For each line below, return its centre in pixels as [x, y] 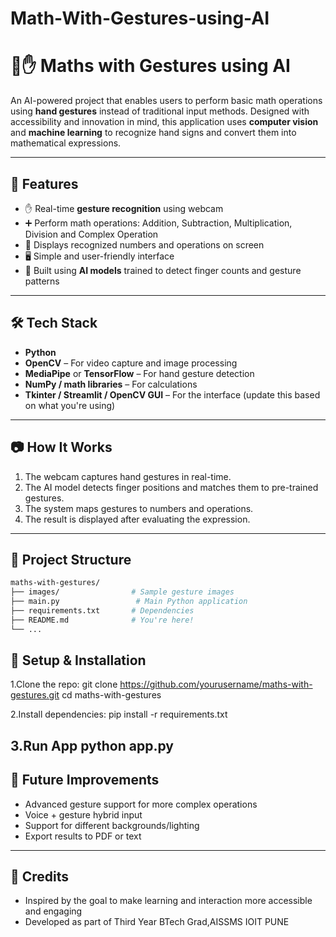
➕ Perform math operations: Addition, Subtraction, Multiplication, [158, 223]
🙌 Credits [40, 877]
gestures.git [35, 695]
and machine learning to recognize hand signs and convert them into [153, 133]
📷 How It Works [61, 447]
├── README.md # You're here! [102, 620]
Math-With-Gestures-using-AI [140, 18]
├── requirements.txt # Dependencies [102, 611]
